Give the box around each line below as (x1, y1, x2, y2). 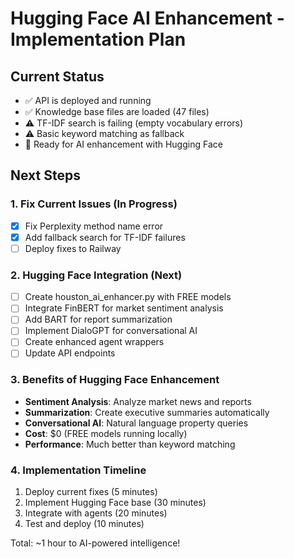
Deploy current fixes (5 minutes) (24, 486, 158, 498)
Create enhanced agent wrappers (24, 336, 165, 348)
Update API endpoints (24, 347, 116, 359)
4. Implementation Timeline (10, 463, 147, 477)
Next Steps (10, 167, 81, 184)
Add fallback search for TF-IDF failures (24, 231, 186, 243)
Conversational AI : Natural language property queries (24, 417, 249, 429)
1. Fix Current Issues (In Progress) (10, 197, 178, 211)
